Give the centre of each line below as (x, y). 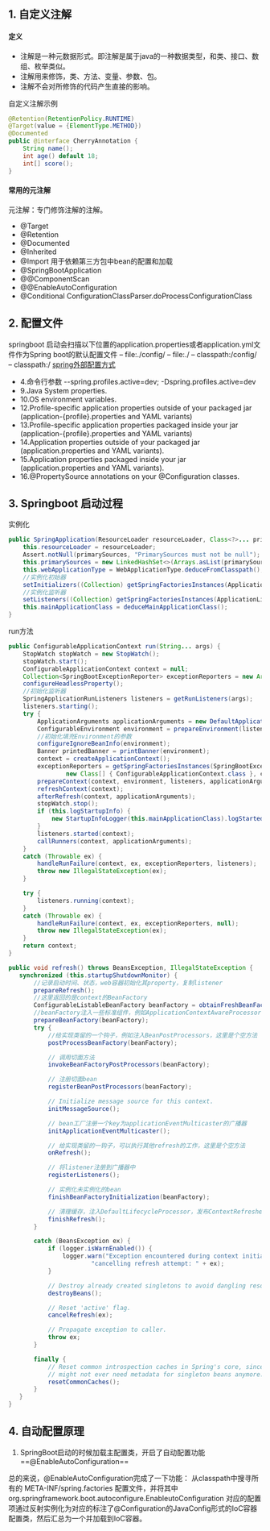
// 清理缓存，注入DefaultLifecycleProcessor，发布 (128, 1212)
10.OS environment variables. (68, 399)
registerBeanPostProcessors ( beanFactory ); (120, 1087)
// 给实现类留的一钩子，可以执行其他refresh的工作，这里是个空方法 (147, 1146)
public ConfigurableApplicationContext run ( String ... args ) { (115, 647)
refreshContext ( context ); (81, 788)
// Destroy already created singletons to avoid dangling (147, 1286)
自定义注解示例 (33, 103)
